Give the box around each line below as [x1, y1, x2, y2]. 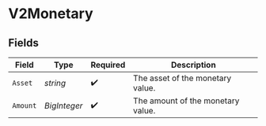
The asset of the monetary [133, 72, 232, 83]
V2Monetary [8, 5, 93, 23]
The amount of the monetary [133, 95, 240, 106]
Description [170, 60, 216, 70]
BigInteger [44, 100, 83, 111]
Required [90, 60, 126, 70]
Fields [8, 36, 40, 50]
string [44, 78, 66, 88]
